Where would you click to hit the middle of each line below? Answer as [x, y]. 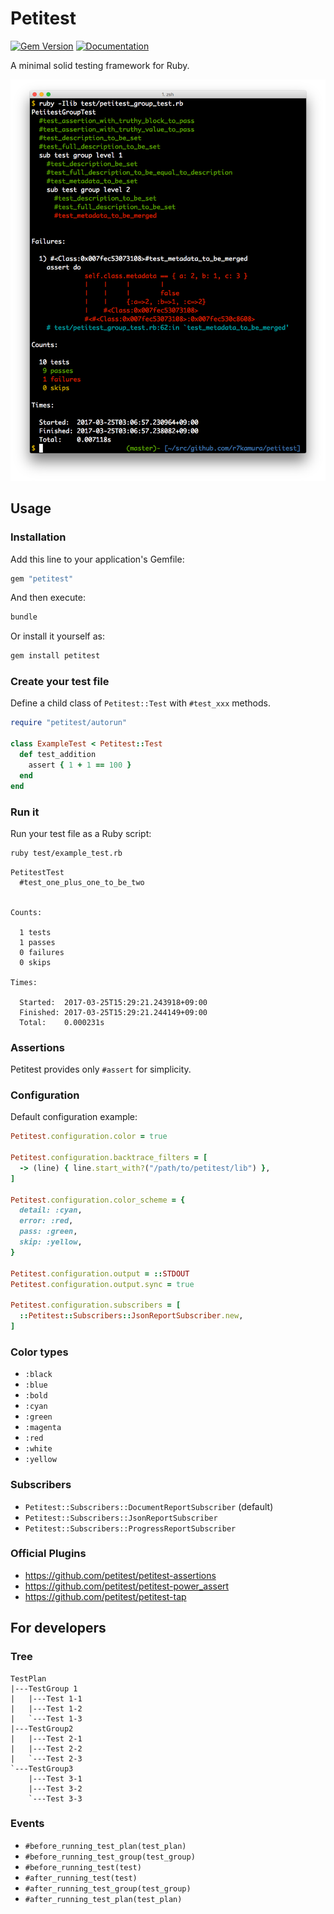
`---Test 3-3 [55, 1798]
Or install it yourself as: [57, 636]
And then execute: [48, 598]
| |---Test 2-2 [46, 1748]
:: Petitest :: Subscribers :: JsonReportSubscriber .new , [131, 1316]
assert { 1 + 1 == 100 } [80, 765]
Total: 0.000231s [62, 1022]
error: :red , [46, 1221]
